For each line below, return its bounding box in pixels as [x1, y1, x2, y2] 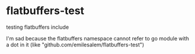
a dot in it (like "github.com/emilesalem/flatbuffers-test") [6, 41, 145, 48]
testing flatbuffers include [6, 23, 69, 31]
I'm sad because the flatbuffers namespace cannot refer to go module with [6, 35, 190, 42]
